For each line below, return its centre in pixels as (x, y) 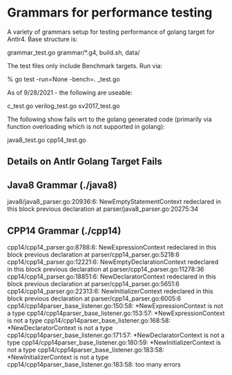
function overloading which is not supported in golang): (86, 126)
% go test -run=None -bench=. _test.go (64, 79)
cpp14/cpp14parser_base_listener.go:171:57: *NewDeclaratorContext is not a (116, 335)
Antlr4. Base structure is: (42, 39)
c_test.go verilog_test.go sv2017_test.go (64, 105)
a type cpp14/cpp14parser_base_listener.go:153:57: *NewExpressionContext (116, 313)
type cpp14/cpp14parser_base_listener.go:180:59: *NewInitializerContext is (114, 342)
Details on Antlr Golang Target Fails (85, 162)
